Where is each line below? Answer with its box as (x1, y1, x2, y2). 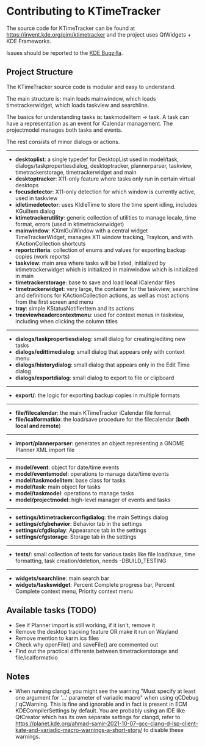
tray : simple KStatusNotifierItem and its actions (15, 304, 134, 312)
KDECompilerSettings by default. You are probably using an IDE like (15, 707, 185, 714)
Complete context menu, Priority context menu (15, 587, 133, 595)
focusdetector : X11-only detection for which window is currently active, (15, 188, 196, 195)
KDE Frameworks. (6, 37, 52, 45)
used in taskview (15, 194, 58, 202)
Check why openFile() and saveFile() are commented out (15, 640, 159, 648)
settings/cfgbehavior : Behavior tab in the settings (15, 520, 142, 527)
